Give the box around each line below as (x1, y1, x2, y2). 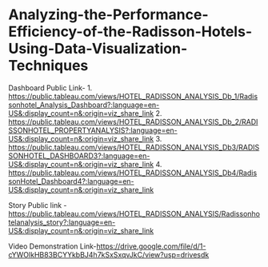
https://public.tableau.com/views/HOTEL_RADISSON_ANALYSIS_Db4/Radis (8, 168, 258, 177)
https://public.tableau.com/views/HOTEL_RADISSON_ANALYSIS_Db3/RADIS (8, 142, 260, 152)
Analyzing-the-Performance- (8, 6, 210, 24)
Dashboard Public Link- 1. (8, 82, 93, 93)
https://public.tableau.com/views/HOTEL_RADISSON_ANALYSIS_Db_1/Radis (8, 91, 258, 101)
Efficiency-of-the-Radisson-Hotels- (8, 22, 253, 41)
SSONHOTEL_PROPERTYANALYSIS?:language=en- (8, 126, 178, 135)
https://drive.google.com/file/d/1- (96, 241, 206, 251)
